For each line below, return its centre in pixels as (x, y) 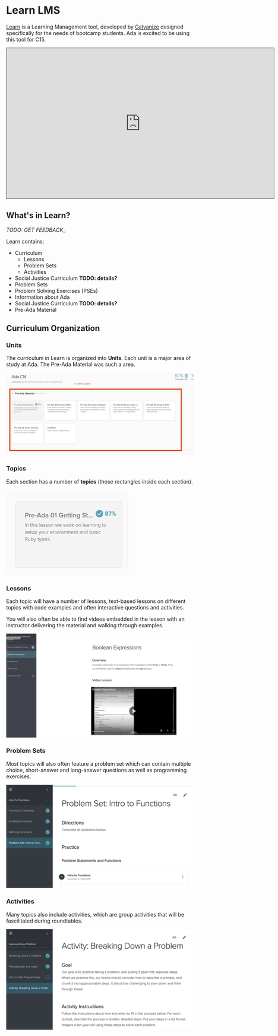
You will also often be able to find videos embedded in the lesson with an (96, 619)
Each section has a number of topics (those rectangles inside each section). (99, 481)
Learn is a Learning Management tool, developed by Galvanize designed (95, 27)
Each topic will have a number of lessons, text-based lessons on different (96, 601)
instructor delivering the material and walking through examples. (85, 625)
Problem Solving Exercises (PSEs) (56, 290)
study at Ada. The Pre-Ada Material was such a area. (71, 364)
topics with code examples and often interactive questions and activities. (95, 607)
